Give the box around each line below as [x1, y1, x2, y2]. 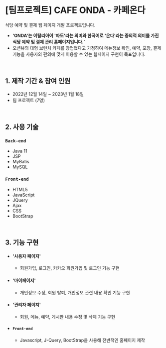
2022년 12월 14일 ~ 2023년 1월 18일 [12, 91, 84, 97]
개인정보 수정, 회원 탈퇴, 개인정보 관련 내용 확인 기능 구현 [19, 289, 131, 295]
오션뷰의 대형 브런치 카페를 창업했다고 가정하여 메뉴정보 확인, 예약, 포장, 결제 [12, 45, 162, 51]
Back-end [5, 138, 26, 144]
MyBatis [12, 159, 29, 165]
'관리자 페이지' [12, 302, 41, 308]
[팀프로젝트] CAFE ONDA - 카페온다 [5, 4, 146, 16]
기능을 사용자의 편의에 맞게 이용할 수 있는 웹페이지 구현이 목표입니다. [12, 51, 146, 57]
